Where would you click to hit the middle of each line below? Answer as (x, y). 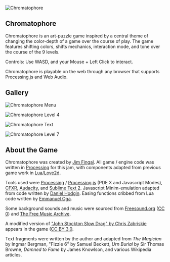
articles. (14, 255)
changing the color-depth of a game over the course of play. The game (79, 41)
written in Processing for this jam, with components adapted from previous (83, 168)
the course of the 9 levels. (32, 52)
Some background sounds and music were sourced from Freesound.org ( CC (85, 208)
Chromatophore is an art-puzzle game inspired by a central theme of (77, 36)
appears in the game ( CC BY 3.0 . (39, 229)
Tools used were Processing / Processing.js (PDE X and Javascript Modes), (84, 183)
